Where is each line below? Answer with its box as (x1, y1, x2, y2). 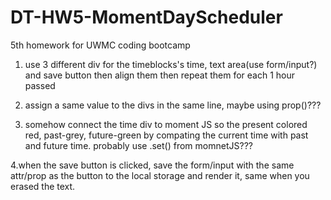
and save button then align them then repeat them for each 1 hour (24, 69, 296, 81)
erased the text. (10, 180, 76, 192)
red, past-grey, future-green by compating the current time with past (24, 129, 309, 141)
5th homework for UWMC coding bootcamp (10, 39, 191, 51)
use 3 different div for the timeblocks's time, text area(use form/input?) (24, 58, 318, 70)
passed (24, 79, 56, 91)
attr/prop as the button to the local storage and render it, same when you (10, 169, 310, 181)
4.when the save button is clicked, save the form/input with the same (10, 159, 295, 171)
